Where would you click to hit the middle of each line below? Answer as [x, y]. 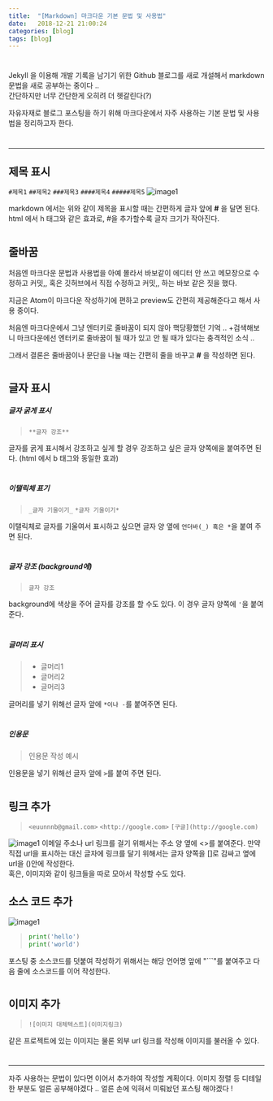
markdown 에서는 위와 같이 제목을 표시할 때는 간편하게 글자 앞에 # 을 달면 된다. [134, 209]
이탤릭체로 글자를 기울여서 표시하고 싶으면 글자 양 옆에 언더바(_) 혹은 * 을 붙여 [131, 526]
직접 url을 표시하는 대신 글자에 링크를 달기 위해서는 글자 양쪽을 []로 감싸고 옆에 [132, 853]
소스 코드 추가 [41, 902]
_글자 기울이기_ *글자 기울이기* [74, 510]
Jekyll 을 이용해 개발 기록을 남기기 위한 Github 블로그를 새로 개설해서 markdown [136, 76]
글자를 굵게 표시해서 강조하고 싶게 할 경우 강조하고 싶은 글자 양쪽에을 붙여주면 [131, 449]
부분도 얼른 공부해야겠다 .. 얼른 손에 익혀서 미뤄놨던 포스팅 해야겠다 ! [125, 1089]
